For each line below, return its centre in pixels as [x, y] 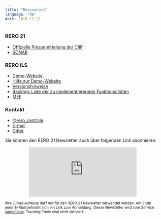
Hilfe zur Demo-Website [36, 81]
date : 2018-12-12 [23, 19]
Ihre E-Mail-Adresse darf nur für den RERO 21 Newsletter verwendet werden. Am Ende [78, 203]
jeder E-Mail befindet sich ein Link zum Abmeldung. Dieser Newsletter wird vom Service [80, 208]
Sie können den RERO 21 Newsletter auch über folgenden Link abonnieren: [81, 140]
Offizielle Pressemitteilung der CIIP [48, 47]
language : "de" [21, 14]
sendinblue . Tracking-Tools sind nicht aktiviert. [45, 212]
